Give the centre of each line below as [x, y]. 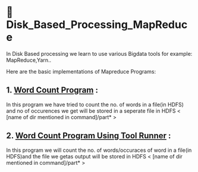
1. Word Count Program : [52, 90]
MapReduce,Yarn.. [29, 60]
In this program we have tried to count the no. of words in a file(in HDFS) [95, 104]
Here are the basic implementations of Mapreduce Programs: [81, 71]
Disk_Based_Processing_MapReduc [97, 25]
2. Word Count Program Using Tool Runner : [89, 136]
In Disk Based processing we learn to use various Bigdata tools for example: [99, 53]
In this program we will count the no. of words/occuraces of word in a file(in [99, 150]
